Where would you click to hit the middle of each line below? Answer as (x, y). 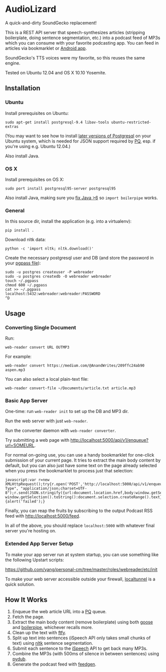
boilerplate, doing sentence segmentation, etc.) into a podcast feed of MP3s (83, 38)
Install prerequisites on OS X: (35, 179)
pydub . (20, 659)
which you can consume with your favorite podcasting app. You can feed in (82, 43)
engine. (13, 63)
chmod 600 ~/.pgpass (26, 285)
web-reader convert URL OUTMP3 (37, 347)
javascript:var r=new (27, 480)
